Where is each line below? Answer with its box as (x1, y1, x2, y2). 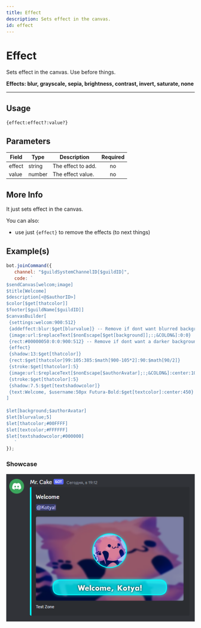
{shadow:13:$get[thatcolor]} (8, 351, 82, 357)
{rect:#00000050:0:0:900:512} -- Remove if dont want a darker (8, 338, 170, 344)
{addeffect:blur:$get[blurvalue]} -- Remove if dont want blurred (8, 326, 178, 332)
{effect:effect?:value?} (6, 120, 68, 126)
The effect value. (53, 171, 95, 178)
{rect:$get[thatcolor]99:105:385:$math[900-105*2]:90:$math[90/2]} (8, 357, 181, 363)
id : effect (6, 22, 33, 28)
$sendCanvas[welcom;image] (6, 281, 74, 287)
